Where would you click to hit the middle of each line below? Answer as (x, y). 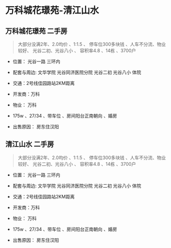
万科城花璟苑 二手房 (36, 31)
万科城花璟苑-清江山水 (52, 10)
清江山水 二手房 (30, 144)
